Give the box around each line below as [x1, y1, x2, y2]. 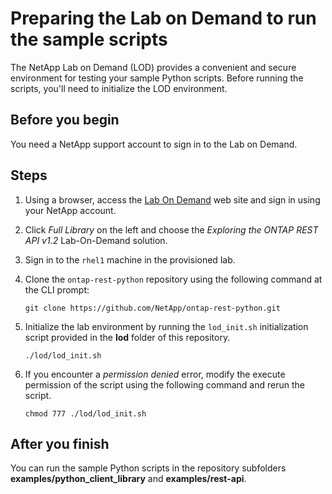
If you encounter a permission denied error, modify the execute [24, 368, 286, 380]
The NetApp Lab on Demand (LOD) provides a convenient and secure [10, 61, 297, 73]
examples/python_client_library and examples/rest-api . [10, 473, 247, 485]
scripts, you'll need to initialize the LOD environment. [10, 82, 228, 94]
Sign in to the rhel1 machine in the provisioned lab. [24, 253, 236, 266]
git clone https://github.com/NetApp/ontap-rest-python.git [24, 303, 281, 313]
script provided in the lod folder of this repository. [24, 331, 231, 343]
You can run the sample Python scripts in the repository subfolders [10, 462, 287, 474]
